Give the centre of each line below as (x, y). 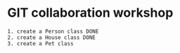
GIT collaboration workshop (90, 13)
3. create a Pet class (40, 43)
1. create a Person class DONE (53, 31)
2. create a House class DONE (52, 37)
